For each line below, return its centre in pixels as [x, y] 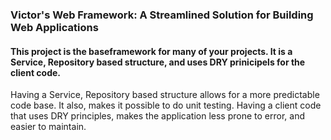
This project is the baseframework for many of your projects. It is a [151, 51]
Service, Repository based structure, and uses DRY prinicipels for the [158, 62]
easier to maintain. [48, 127]
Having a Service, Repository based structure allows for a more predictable [165, 95]
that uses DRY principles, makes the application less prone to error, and [158, 116]
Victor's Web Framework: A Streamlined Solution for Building [162, 15]
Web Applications [54, 27]
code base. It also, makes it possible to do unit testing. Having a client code [166, 105]
